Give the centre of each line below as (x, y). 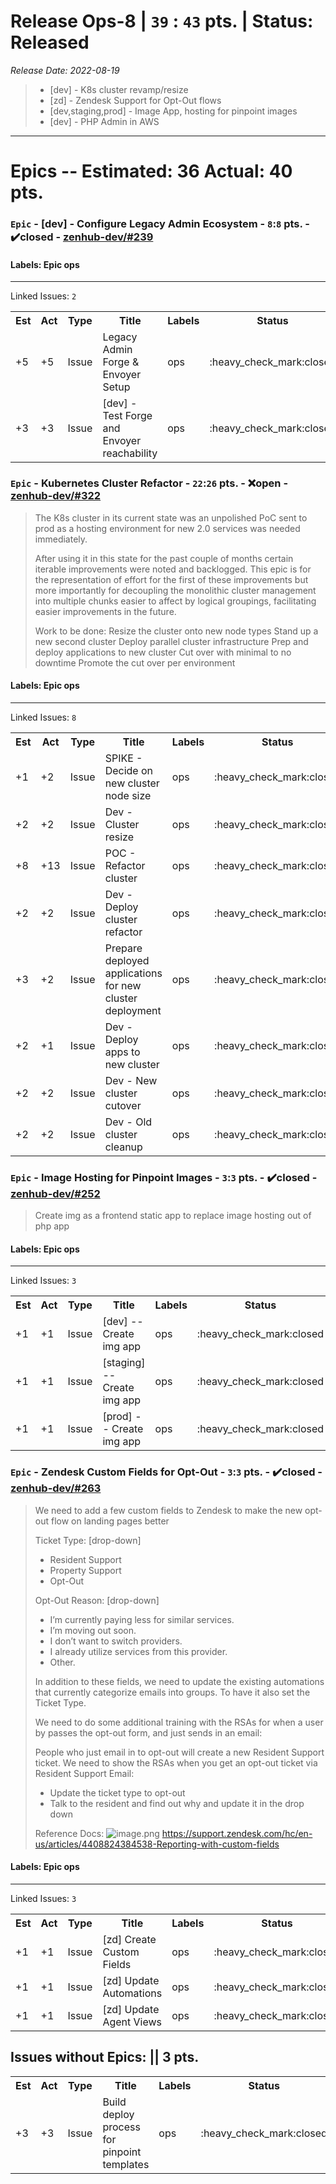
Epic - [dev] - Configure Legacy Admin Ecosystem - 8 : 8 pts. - (160, 224)
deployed (127, 960)
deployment (133, 1010)
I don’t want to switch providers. (116, 1641)
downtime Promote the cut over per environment (135, 662)
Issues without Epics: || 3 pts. (105, 2057)
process (121, 2127)
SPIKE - (123, 758)
